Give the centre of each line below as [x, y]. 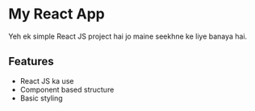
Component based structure [67, 89]
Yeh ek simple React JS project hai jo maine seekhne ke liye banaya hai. [128, 36]
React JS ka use [47, 80]
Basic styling [41, 98]
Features [31, 62]
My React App [56, 14]
